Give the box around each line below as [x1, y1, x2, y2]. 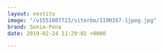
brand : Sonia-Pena [7, 23, 62, 30]
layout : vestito [7, 10, 55, 18]
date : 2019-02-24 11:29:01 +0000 [7, 29, 106, 37]
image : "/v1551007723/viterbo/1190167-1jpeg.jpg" [7, 17, 157, 24]
